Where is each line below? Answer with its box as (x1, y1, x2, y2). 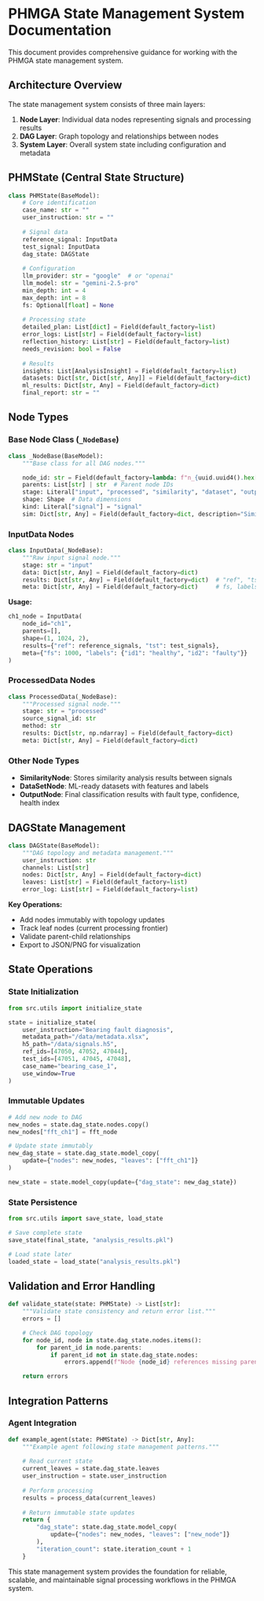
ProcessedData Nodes (8, 675, 96, 686)
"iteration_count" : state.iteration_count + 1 (36, 1545, 192, 1553)
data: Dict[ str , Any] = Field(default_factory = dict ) (22, 568, 199, 576)
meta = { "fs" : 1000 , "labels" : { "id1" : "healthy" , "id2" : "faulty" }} (22, 649, 247, 657)
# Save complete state (8, 1228, 82, 1236)
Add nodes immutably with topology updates (19, 915, 165, 924)
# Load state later (8, 1250, 72, 1258)
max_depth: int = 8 (22, 294, 86, 302)
